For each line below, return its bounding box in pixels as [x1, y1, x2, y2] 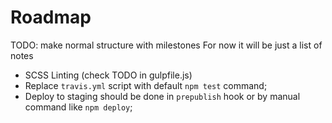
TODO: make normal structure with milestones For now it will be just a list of [10, 39, 323, 51]
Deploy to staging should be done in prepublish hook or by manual [24, 90, 301, 102]
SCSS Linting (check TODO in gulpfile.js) [24, 69, 193, 81]
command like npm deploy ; [24, 101, 133, 113]
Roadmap [10, 6, 92, 29]
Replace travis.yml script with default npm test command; [24, 79, 268, 91]
